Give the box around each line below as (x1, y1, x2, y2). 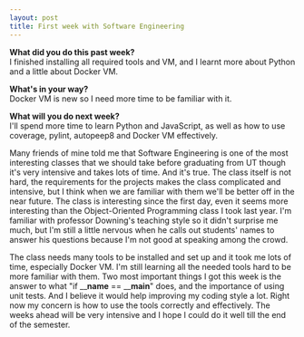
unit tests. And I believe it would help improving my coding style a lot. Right (9, 290, 290, 301)
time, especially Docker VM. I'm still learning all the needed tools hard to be (9, 261, 292, 272)
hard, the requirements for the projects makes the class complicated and (9, 176, 281, 187)
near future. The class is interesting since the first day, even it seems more (9, 196, 289, 207)
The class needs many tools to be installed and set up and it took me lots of (9, 251, 292, 263)
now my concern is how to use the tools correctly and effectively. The (9, 300, 270, 311)
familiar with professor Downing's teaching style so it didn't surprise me (9, 215, 279, 226)
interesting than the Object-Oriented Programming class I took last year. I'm (9, 205, 292, 216)
